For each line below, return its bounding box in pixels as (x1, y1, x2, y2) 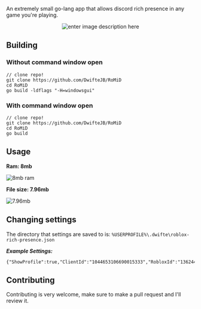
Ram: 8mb (6, 163, 32, 170)
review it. (6, 297, 29, 304)
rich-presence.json (6, 237, 55, 243)
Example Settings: (6, 247, 53, 255)
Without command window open (6, 58, 103, 66)
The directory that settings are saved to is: (6, 230, 111, 238)
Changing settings (6, 215, 77, 225)
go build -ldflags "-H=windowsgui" (6, 87, 95, 93)
